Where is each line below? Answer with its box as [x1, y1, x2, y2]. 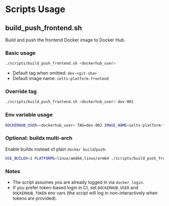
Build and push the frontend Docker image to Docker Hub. [5, 37, 126, 43]
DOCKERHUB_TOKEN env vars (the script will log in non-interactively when [12, 190, 158, 196]
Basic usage [5, 49, 36, 56]
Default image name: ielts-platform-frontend [12, 76, 109, 82]
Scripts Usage [5, 4, 65, 15]
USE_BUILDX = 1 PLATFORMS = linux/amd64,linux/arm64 [5, 156, 109, 161]
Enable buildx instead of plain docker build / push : [5, 146, 107, 152]
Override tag [5, 88, 37, 95]
